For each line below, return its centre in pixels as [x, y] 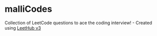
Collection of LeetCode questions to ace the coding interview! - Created [78, 23]
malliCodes [29, 9]
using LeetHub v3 [23, 28]
